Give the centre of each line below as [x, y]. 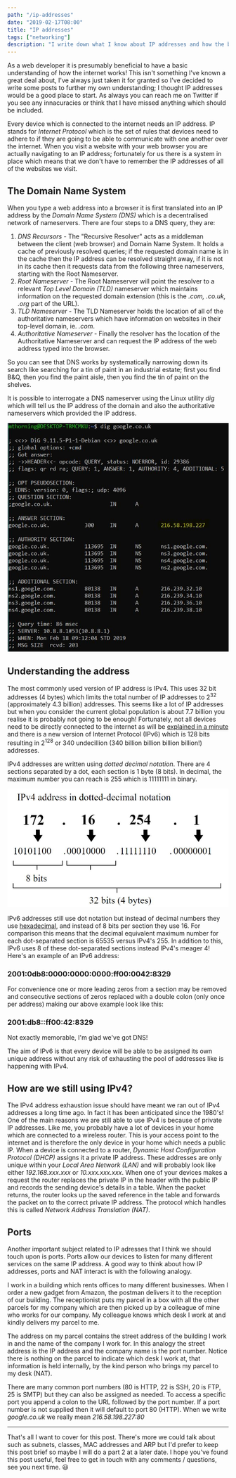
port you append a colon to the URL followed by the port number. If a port [113, 1402]
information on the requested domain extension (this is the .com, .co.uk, [122, 296]
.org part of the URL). [48, 303]
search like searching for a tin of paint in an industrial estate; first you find [114, 369]
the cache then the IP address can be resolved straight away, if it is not [120, 259]
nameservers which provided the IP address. [72, 413]
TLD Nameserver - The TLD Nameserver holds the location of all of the [120, 311]
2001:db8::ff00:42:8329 [50, 1022]
